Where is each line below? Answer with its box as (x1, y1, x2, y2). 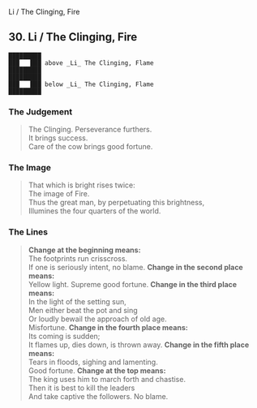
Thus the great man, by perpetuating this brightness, (28, 198, 205, 208)
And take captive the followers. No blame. (28, 391, 169, 401)
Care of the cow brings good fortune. (28, 142, 153, 152)
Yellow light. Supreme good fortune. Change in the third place (28, 279, 238, 289)
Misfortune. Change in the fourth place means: (28, 322, 188, 332)
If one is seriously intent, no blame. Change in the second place (28, 262, 243, 272)
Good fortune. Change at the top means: (28, 365, 166, 376)
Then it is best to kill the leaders (28, 383, 135, 393)
